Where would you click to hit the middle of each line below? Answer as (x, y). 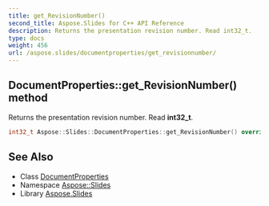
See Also (31, 157)
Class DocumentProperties (64, 176)
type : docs (26, 38)
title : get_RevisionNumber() (57, 16)
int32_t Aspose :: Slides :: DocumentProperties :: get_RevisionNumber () (123, 132)
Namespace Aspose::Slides (65, 184)
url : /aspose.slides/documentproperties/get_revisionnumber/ (112, 53)
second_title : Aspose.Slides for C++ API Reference (96, 23)
